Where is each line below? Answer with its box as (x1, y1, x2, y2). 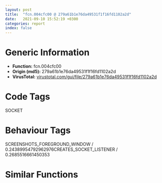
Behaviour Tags (5, 125, 71, 136)
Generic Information (5, 47, 90, 58)
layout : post (5, 7, 32, 12)
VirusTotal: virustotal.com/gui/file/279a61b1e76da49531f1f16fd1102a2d (12, 74, 157, 80)
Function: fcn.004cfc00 (12, 63, 62, 69)
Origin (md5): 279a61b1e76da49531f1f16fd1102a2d (12, 69, 116, 75)
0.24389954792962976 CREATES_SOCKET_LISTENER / (5, 146, 118, 152)
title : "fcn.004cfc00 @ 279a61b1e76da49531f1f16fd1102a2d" (5, 12, 132, 17)
